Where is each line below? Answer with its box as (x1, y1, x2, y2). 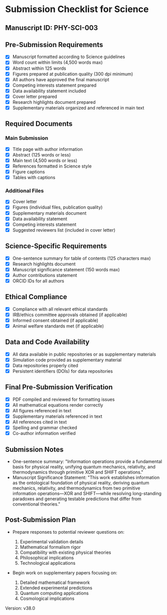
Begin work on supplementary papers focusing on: (12, 569, 118, 575)
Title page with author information (12, 146, 83, 152)
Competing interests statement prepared (12, 82, 97, 88)
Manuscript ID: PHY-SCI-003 (5, 24, 98, 32)
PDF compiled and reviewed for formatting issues (12, 396, 115, 402)
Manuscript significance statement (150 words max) (12, 266, 120, 272)
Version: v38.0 (5, 605, 36, 611)
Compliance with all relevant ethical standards (12, 306, 108, 312)
